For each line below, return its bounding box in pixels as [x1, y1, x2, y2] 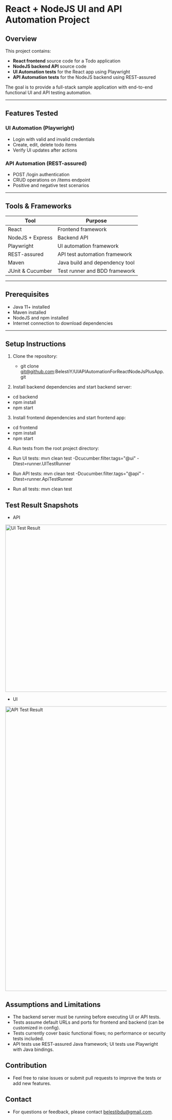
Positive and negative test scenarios [12, 182, 90, 188]
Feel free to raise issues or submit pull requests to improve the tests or [12, 1074, 162, 1081]
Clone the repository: [12, 353, 58, 359]
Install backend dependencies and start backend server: [12, 384, 132, 390]
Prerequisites [5, 290, 49, 299]
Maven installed [12, 309, 47, 315]
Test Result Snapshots [5, 501, 79, 509]
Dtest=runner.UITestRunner [12, 461, 71, 467]
